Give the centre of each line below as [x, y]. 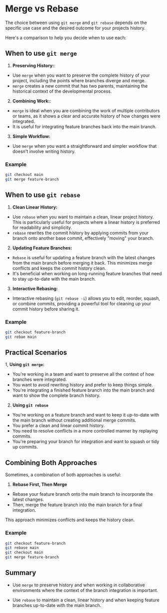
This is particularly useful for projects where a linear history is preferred [86, 222]
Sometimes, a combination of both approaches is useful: [63, 475]
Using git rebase [30, 405]
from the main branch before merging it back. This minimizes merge [82, 263]
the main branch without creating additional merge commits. [74, 420]
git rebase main [22, 548]
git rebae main [21, 337]
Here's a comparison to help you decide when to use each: [66, 38]
